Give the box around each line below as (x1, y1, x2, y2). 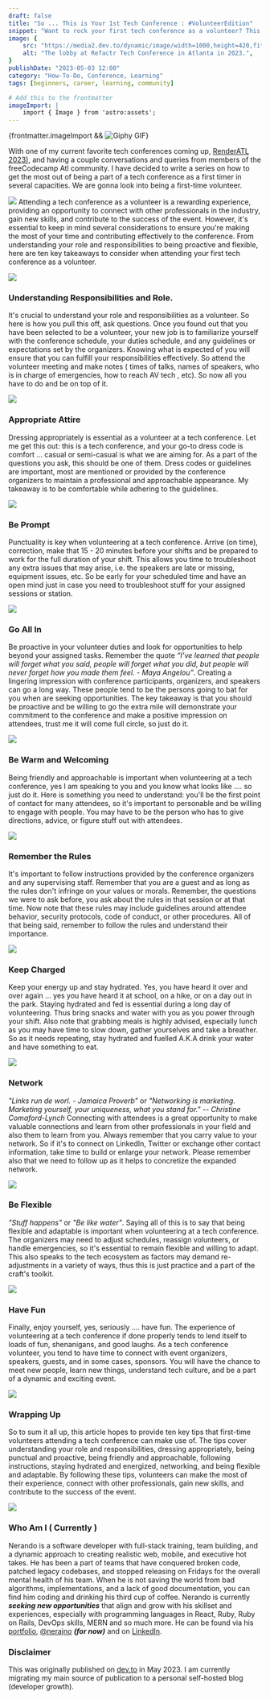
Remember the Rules (8, 850, 92, 862)
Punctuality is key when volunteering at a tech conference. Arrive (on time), (8, 537, 259, 548)
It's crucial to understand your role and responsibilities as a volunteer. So (8, 311, 250, 320)
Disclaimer (8, 1646, 51, 1657)
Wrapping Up (8, 1409, 62, 1420)
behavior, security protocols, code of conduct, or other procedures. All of (8, 912, 252, 921)
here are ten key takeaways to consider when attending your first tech (8, 249, 241, 258)
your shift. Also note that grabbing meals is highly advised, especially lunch (8, 1016, 258, 1027)
